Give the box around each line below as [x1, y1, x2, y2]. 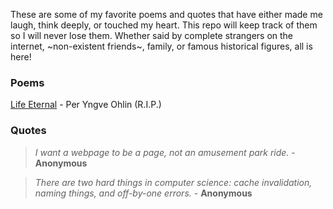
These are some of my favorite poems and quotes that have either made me [10, 9, 323, 20]
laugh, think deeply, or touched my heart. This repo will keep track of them [10, 19, 318, 31]
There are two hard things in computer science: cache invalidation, [34, 176, 313, 188]
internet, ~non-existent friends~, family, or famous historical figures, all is [10, 40, 313, 52]
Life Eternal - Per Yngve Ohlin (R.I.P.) [10, 99, 162, 111]
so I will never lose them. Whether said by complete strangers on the [10, 30, 294, 41]
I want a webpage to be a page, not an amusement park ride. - [34, 146, 296, 158]
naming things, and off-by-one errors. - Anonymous [34, 187, 253, 199]
